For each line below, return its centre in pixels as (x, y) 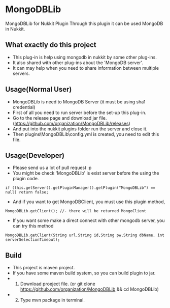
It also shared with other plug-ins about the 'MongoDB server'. (78, 63)
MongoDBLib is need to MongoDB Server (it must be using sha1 (79, 102)
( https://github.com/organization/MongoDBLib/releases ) (71, 123)
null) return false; (27, 192)
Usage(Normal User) (39, 89)
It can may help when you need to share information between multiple (86, 68)
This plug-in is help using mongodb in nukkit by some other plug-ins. (85, 57)
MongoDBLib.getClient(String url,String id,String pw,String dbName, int (85, 235)
